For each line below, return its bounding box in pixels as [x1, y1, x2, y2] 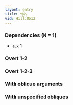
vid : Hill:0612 [5, 16, 36, 21]
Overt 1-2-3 [5, 68, 33, 75]
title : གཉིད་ [5, 12, 28, 16]
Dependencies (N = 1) [5, 32, 57, 39]
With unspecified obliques [5, 93, 69, 100]
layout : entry [5, 7, 34, 12]
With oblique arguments [5, 80, 63, 87]
